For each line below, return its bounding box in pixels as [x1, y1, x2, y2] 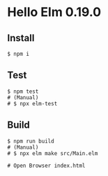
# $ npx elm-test [7, 100, 58, 107]
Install [7, 32, 35, 44]
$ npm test [7, 88, 39, 95]
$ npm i [7, 50, 30, 57]
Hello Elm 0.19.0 [7, 4, 102, 20]
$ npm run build [7, 138, 54, 145]
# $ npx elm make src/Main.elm [7, 149, 98, 157]
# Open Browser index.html [7, 162, 86, 169]
